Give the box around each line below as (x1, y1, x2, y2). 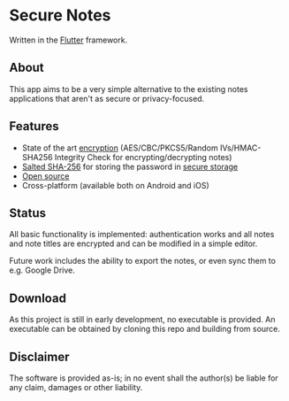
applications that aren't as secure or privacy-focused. (9, 93, 205, 104)
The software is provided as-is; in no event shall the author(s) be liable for (9, 373, 278, 383)
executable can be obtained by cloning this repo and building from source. (9, 324, 281, 335)
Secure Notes (9, 5, 111, 26)
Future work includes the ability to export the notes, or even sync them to (9, 256, 277, 266)
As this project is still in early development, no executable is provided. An (9, 314, 276, 325)
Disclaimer (9, 349, 70, 364)
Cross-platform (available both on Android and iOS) (21, 180, 209, 190)
